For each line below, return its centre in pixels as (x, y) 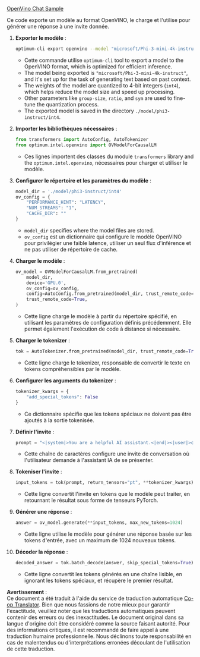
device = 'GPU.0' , (46, 283)
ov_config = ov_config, (53, 288)
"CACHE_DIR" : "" (46, 213)
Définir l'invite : (35, 432)
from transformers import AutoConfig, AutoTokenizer (82, 139)
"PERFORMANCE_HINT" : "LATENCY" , (66, 202)
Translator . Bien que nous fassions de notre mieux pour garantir (92, 605)
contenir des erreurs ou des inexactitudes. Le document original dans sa (95, 617)
